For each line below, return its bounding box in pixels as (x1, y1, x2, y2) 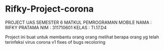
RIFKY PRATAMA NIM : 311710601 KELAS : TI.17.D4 (5, 24, 107, 30)
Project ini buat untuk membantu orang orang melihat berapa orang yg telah (5, 34, 159, 40)
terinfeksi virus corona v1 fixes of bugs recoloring (5, 39, 106, 45)
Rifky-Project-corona (5, 3, 94, 15)
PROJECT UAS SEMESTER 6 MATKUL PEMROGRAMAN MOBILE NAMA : (5, 19, 152, 25)
